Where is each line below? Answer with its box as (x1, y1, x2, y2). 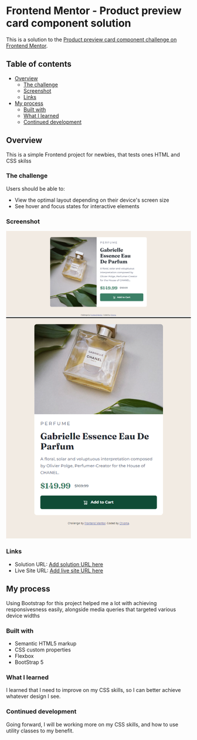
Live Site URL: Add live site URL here (14, 567, 104, 574)
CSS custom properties (14, 646, 72, 653)
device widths (6, 612, 40, 619)
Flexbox (14, 652, 34, 659)
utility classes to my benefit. (6, 727, 74, 734)
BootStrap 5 (14, 658, 44, 666)
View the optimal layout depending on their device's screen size (14, 196, 169, 203)
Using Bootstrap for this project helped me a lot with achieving (6, 599, 157, 606)
